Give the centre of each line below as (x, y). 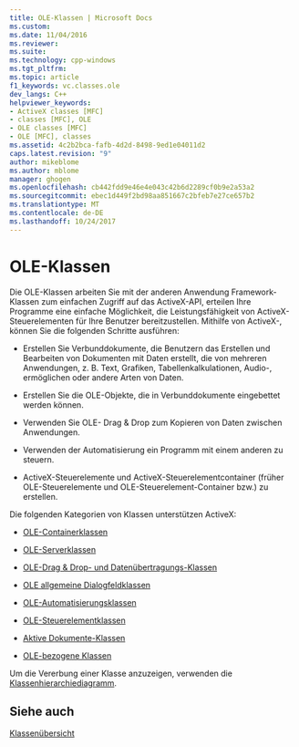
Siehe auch (42, 711)
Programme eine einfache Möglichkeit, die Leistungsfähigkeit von (132, 311)
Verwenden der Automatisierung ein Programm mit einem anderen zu (153, 450)
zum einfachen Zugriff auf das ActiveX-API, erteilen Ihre (146, 301)
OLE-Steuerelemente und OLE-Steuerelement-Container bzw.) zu (145, 487)
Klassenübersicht (42, 733)
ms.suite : (28, 52)
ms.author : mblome (44, 171)
